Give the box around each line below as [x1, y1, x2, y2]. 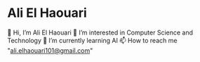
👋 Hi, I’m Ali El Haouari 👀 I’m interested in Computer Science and [7, 28, 194, 37]
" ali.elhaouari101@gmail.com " [7, 46, 93, 54]
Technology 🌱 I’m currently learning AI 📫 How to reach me [7, 36, 178, 44]
